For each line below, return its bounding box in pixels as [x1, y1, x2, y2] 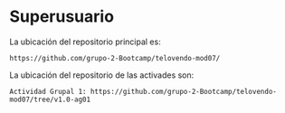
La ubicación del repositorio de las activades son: [9, 70, 195, 80]
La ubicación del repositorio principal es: [9, 36, 161, 47]
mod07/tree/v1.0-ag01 [9, 95, 91, 104]
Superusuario [9, 6, 115, 27]
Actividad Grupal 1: [9, 87, 88, 96]
